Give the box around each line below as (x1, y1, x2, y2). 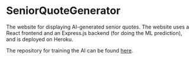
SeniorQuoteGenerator (6, 4, 121, 17)
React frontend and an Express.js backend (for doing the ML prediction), (6, 29, 183, 36)
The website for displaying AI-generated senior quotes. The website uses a (6, 23, 190, 30)
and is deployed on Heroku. (6, 36, 74, 43)
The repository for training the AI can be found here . (6, 47, 134, 54)
